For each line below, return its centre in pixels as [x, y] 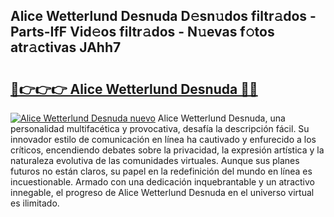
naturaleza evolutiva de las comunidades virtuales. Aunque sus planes [155, 160]
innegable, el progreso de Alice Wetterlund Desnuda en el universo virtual [162, 192]
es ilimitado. [35, 203]
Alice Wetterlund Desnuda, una [221, 118]
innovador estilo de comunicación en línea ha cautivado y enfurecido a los [163, 139]
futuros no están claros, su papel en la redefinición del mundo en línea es [161, 171]
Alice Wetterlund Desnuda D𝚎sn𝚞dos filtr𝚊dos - [163, 16]
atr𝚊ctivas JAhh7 [66, 47]
